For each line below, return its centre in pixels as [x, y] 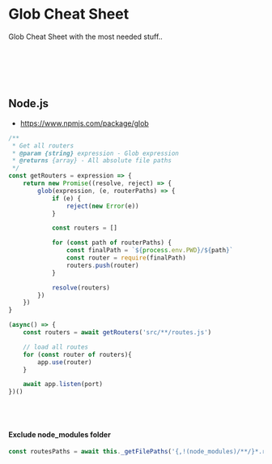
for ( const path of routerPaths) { [112, 243]
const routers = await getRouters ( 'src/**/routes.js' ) [117, 333]
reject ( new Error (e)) [102, 206]
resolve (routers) [81, 288]
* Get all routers [43, 146]
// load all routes [56, 347]
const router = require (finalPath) [126, 258]
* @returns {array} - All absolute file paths [92, 161]
